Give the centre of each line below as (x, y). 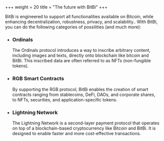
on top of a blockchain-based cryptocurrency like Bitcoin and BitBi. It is (84, 128)
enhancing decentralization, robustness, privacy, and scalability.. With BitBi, (82, 22)
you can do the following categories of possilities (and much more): (73, 27)
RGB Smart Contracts (38, 79)
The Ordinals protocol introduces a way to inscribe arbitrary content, (81, 50)
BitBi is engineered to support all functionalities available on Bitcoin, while (79, 16)
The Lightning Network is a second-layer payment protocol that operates (86, 123)
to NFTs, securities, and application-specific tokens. (65, 99)
